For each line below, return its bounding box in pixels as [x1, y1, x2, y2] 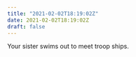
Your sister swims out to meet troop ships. [7, 42, 130, 51]
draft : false [7, 23, 46, 30]
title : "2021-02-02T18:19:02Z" [7, 10, 99, 17]
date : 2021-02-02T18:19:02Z [7, 17, 90, 24]
